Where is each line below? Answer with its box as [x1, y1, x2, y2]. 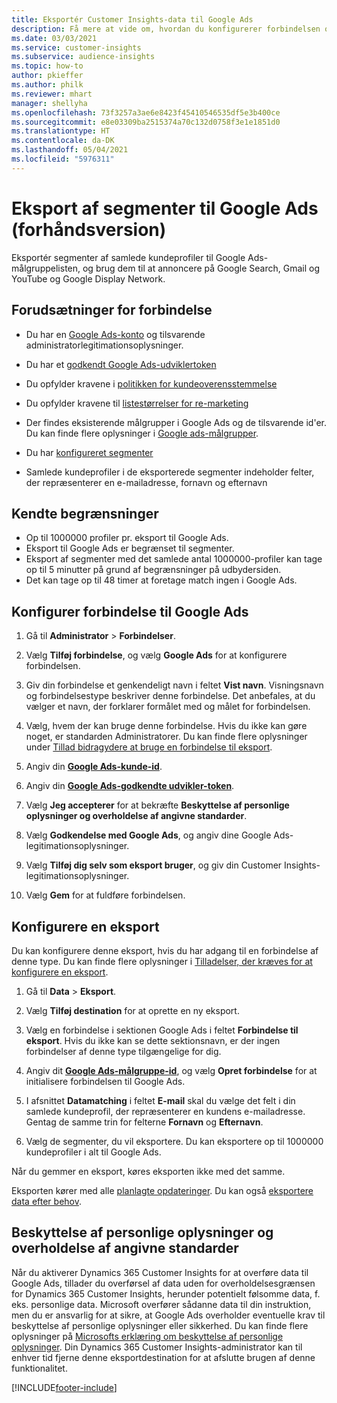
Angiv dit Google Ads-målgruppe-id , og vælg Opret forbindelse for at [25, 1064, 318, 1076]
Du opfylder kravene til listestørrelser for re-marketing [25, 397, 249, 409]
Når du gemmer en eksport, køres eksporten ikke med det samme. [11, 1165, 286, 1177]
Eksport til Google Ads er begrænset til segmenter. [25, 542, 235, 555]
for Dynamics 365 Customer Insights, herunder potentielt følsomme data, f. [11, 1287, 321, 1300]
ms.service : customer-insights [11, 42, 142, 53]
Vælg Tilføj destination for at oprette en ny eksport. [25, 1004, 240, 1016]
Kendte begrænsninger [11, 505, 159, 522]
